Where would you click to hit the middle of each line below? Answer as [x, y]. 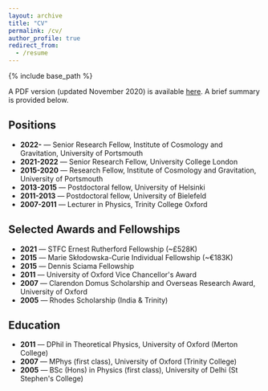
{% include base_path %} [51, 76]
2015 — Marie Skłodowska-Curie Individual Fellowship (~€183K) [126, 257]
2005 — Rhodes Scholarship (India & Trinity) [94, 300]
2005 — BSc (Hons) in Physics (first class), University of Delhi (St [129, 370]
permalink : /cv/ [35, 31]
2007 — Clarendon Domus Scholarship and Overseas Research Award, [138, 283]
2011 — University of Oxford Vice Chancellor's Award [108, 275]
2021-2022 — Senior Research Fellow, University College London [129, 161]
